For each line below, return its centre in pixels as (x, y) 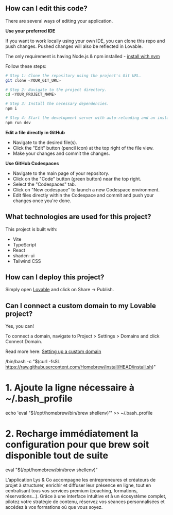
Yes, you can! (20, 326)
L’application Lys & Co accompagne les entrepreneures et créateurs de (81, 480)
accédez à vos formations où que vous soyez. (54, 507)
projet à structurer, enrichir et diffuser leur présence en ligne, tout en (78, 485)
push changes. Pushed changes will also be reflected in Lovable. (74, 46)
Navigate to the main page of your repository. (61, 173)
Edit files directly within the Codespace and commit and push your (83, 195)
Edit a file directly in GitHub (35, 132)
